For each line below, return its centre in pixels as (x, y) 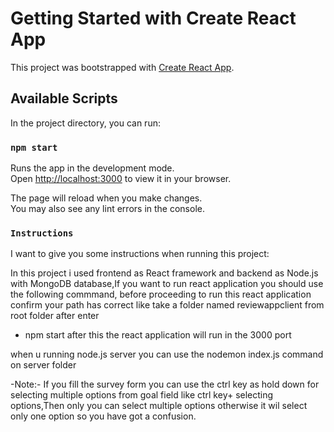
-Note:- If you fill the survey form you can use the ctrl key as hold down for (165, 384)
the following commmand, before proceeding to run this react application (161, 294)
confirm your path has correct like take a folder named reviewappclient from (167, 305)
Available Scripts (64, 98)
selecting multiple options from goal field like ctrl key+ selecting (142, 395)
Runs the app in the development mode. (92, 168)
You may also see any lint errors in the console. (107, 209)
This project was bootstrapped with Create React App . (122, 67)
